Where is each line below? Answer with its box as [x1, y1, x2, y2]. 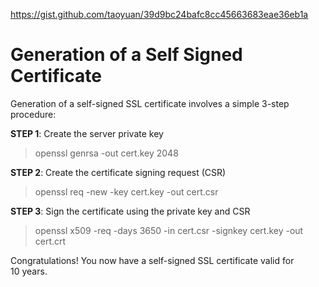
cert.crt [34, 235, 67, 247]
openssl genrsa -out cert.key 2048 [34, 147, 179, 159]
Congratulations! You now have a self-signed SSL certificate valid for [10, 254, 295, 266]
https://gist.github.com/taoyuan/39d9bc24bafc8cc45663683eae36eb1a [10, 9, 309, 20]
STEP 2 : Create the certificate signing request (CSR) [10, 166, 227, 178]
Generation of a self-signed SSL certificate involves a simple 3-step [10, 97, 290, 109]
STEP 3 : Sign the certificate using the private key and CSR [10, 205, 251, 217]
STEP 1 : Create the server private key [10, 127, 164, 139]
